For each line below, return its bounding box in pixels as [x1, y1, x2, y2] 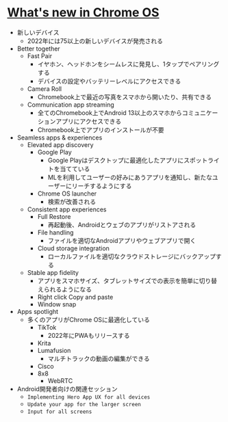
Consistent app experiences [27, 205, 107, 213]
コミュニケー [181, 108, 218, 117]
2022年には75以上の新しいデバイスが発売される [27, 36, 163, 45]
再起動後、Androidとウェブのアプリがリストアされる [47, 220, 197, 228]
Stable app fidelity [27, 268, 79, 276]
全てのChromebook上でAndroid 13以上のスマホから [37, 108, 183, 117]
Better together [16, 44, 60, 53]
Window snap [37, 300, 77, 308]
